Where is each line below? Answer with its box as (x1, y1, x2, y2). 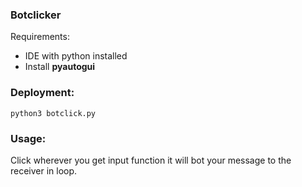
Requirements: (10, 31, 70, 43)
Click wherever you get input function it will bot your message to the (10, 154, 292, 166)
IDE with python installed (24, 50, 128, 62)
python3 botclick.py (10, 108, 97, 118)
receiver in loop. (10, 164, 78, 177)
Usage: (10, 131, 47, 145)
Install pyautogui (24, 61, 96, 73)
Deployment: (10, 86, 75, 100)
